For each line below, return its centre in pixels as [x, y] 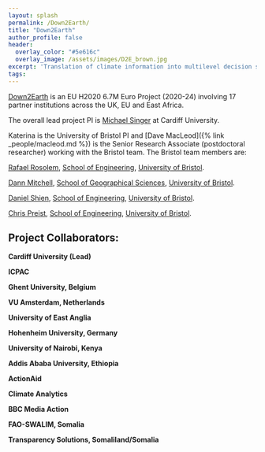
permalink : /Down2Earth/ [49, 23]
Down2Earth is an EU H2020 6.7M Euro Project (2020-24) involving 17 [122, 96]
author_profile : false [45, 37]
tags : [17, 74]
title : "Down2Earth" [42, 30]
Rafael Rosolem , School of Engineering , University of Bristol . [106, 167]
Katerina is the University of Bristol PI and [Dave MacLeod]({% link [116, 135]
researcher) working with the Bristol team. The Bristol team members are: [127, 152]
